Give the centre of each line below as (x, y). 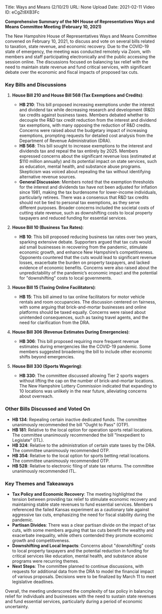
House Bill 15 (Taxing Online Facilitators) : (54, 288)
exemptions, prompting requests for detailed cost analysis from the (86, 136)
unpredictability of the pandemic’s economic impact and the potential (88, 273)
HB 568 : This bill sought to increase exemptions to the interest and (86, 146)
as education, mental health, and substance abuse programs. (80, 166)
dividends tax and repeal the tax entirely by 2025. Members (79, 151)
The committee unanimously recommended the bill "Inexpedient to (78, 435)
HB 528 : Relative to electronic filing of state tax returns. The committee (83, 466)
